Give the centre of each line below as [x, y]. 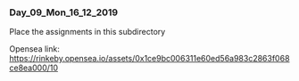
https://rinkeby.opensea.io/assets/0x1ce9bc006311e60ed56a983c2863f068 [149, 59]
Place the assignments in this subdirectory [87, 32]
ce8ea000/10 [34, 68]
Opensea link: [34, 49]
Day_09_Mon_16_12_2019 [64, 12]
